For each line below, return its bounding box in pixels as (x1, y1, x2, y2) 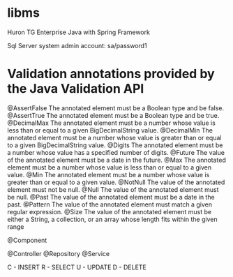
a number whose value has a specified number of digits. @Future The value (7, 148, 225, 156)
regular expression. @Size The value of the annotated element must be (7, 207, 211, 216)
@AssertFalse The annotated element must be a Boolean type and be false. (7, 103, 225, 112)
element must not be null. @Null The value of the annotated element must (7, 185, 219, 193)
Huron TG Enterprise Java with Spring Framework (7, 28, 150, 36)
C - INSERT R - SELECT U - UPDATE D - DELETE (7, 263, 146, 271)
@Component (7, 236, 47, 244)
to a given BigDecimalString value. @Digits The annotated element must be (7, 141, 223, 149)
